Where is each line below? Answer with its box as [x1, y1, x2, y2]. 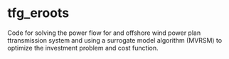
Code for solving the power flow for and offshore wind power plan [7, 28, 201, 37]
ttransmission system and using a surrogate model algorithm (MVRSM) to [7, 36, 223, 44]
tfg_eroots [7, 5, 70, 21]
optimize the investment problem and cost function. [7, 43, 159, 52]
